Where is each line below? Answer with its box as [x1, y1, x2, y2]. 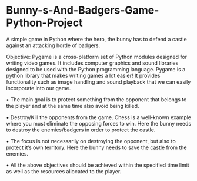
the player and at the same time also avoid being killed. [6, 102, 139, 109]
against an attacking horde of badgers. [6, 42, 101, 49]
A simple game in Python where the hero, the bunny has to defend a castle [6, 35, 187, 42]
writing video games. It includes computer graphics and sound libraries [6, 60, 179, 67]
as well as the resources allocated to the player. [6, 167, 122, 175]
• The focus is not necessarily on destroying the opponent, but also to [6, 137, 176, 144]
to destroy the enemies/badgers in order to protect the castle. [6, 126, 156, 133]
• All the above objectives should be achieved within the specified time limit [6, 162, 189, 169]
